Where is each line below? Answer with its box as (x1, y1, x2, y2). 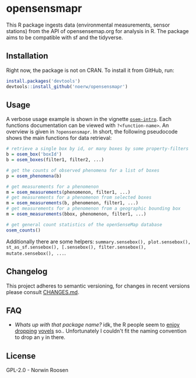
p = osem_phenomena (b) (6, 173, 62, 179)
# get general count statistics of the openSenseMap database (6, 221, 162, 227)
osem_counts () (6, 227, 41, 233)
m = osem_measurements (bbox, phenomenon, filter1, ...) (6, 211, 146, 217)
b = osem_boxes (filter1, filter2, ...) (6, 157, 104, 163)
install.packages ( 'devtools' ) (6, 78, 81, 84)
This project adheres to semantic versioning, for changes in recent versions (6, 282, 190, 289)
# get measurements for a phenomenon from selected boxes (6, 194, 152, 201)
